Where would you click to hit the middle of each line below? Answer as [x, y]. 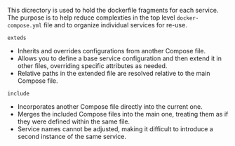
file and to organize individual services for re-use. [115, 25]
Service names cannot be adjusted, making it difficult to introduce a [115, 129]
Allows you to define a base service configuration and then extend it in [120, 58]
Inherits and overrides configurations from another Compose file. [111, 51]
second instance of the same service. [72, 137]
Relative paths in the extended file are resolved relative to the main [114, 73]
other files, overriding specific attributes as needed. [92, 66]
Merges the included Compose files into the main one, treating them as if [123, 114]
